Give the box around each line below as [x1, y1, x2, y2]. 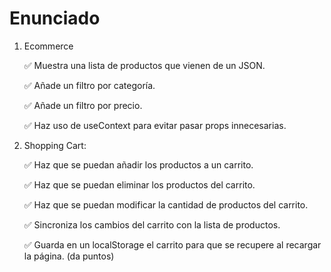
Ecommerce [23, 40, 74, 52]
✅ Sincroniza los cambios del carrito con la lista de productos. [23, 218, 281, 231]
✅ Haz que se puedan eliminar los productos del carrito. [23, 178, 256, 191]
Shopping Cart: [23, 139, 87, 151]
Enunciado [9, 7, 101, 30]
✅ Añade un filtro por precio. [23, 99, 143, 111]
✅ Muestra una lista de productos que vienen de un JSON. [23, 59, 266, 71]
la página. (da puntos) [23, 250, 115, 262]
